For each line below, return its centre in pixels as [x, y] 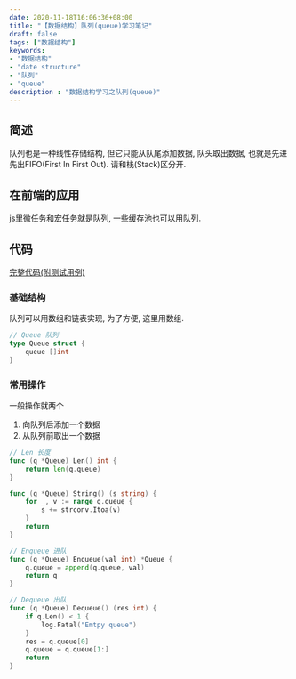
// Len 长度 [30, 453]
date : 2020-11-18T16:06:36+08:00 [71, 17]
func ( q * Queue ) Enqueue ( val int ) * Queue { [91, 559]
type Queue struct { [48, 344]
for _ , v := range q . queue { [79, 502]
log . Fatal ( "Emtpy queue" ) [89, 625]
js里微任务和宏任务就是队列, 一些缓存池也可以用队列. [105, 218]
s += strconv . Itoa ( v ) [81, 510]
